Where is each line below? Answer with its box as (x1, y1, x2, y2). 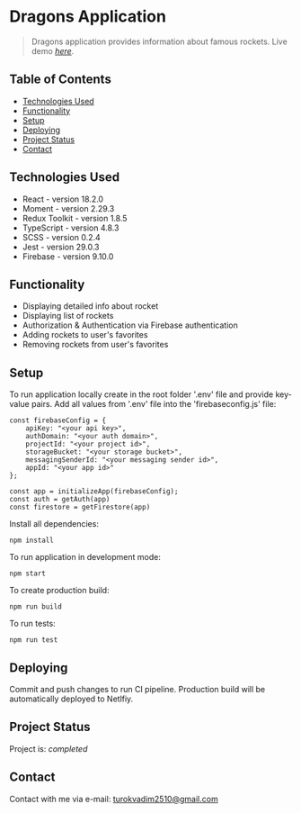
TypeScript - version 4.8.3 (22, 222, 120, 233)
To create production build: (9, 585, 110, 596)
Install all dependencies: (9, 519, 99, 529)
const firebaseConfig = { (9, 416, 106, 425)
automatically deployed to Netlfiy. (9, 693, 134, 704)
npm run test (9, 636, 58, 645)
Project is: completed (9, 743, 88, 754)
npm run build (9, 602, 63, 611)
